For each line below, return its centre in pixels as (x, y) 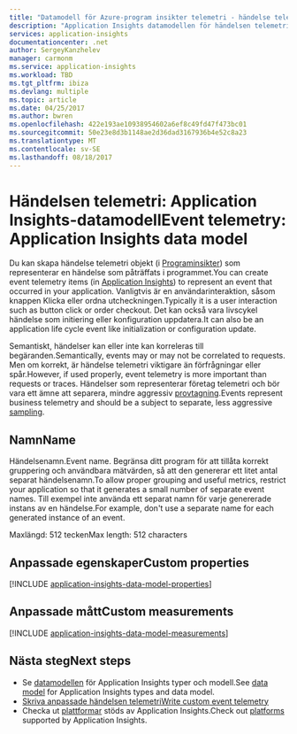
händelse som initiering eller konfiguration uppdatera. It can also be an (137, 320)
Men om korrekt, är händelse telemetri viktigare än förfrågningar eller (135, 365)
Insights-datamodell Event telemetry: (148, 220)
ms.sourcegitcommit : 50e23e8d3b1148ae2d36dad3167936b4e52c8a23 (128, 133)
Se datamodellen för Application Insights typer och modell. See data (145, 682)
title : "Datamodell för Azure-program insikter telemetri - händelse (140, 17)
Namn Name (43, 440)
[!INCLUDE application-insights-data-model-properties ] (110, 584)
